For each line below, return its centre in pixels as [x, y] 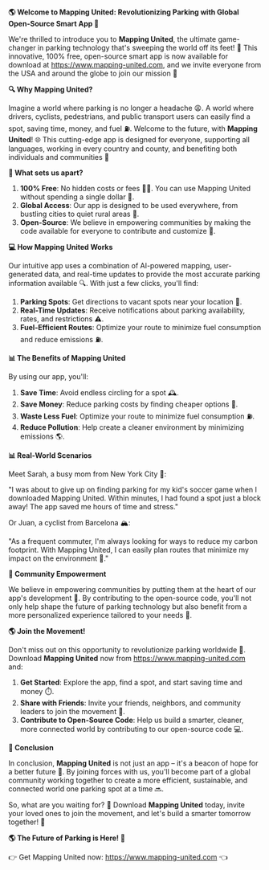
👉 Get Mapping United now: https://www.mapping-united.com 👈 [118, 857]
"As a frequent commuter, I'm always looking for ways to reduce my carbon [133, 541]
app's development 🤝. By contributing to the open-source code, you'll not [130, 598]
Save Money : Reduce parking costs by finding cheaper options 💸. [129, 404]
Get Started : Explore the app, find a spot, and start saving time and [131, 682]
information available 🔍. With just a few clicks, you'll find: [104, 283]
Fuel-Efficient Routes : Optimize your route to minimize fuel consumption [141, 327]
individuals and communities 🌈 [59, 157]
